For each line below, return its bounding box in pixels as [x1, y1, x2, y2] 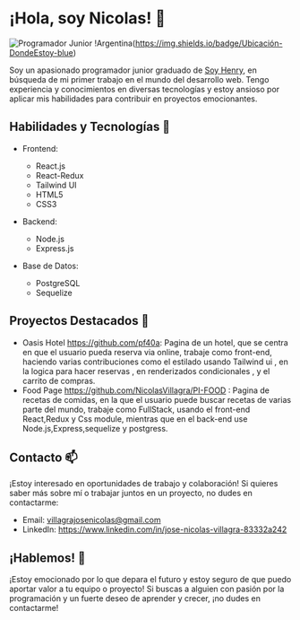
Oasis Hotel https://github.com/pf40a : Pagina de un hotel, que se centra [21, 336, 288, 348]
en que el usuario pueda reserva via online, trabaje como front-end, [21, 346, 273, 357]
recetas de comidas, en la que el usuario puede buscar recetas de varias [21, 394, 292, 405]
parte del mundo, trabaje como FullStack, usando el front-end [21, 404, 251, 415]
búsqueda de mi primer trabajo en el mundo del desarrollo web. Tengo [9, 74, 270, 84]
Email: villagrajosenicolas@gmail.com [21, 515, 161, 526]
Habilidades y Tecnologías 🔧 [9, 119, 171, 135]
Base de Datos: [21, 260, 79, 271]
